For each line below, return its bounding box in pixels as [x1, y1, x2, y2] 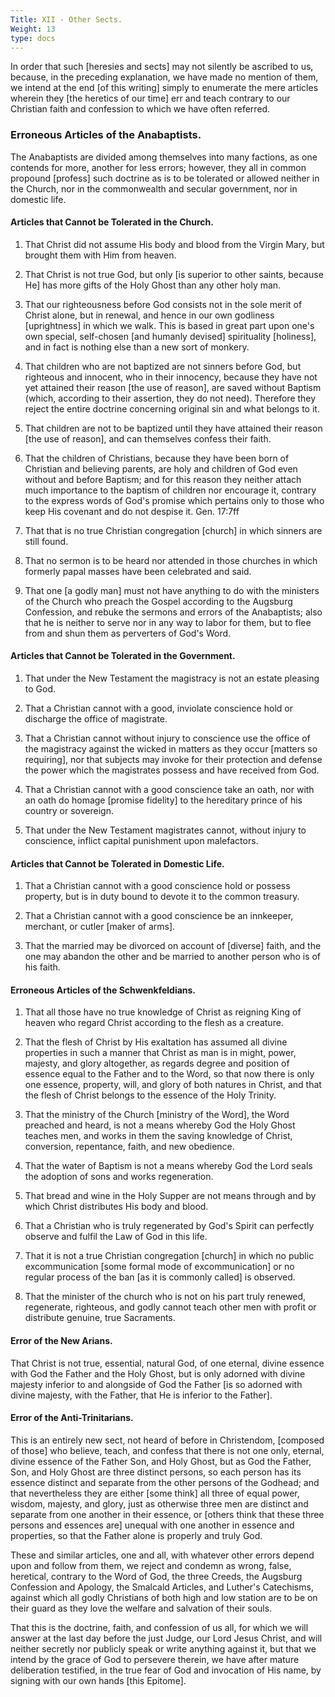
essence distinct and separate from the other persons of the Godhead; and [10, 1476, 320, 1488]
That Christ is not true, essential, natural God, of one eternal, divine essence [10, 1357, 325, 1369]
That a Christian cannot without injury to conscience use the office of [24, 732, 311, 745]
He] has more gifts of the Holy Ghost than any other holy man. [24, 279, 282, 291]
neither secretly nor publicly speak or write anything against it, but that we [10, 1642, 317, 1655]
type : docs [10, 33, 56, 43]
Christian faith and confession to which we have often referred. [10, 103, 271, 115]
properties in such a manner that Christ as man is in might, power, [24, 1047, 297, 1059]
